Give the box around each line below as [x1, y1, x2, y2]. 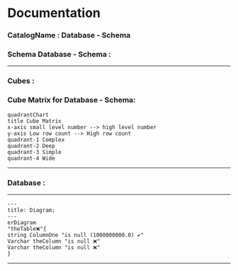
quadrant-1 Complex [7, 136, 65, 143]
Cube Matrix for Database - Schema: [7, 95, 136, 105]
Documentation [7, 5, 101, 21]
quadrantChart [7, 111, 50, 118]
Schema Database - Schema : [7, 50, 111, 60]
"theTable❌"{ [7, 225, 47, 232]
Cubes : [7, 76, 35, 86]
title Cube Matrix [7, 117, 62, 125]
